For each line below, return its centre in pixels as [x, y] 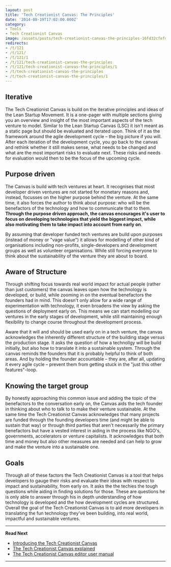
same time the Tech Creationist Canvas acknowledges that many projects [82, 415]
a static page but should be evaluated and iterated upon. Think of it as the [83, 131]
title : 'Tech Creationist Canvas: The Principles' [60, 15]
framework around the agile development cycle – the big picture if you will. [83, 136]
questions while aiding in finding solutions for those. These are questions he [85, 491]
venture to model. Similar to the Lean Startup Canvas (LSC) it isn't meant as [84, 125]
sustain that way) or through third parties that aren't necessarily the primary [85, 425]
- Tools [13, 29]
